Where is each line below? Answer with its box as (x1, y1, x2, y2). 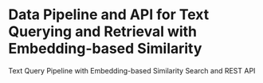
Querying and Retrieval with (8, 22, 198, 41)
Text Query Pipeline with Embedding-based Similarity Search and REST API (8, 65, 256, 75)
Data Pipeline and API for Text (8, 6, 210, 24)
